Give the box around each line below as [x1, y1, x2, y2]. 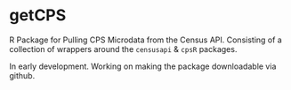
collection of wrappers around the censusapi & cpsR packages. [9, 43, 238, 54]
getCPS [9, 5, 67, 26]
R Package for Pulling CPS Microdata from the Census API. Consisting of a [9, 34, 282, 45]
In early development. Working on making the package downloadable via [9, 61, 277, 71]
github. [9, 70, 36, 80]
